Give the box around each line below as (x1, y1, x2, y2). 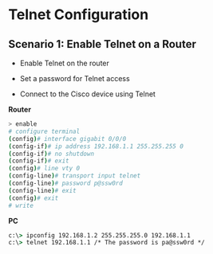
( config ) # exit (8, 193, 59, 202)
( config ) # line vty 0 (8, 165, 81, 173)
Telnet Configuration (8, 6, 149, 24)
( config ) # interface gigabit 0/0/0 (8, 135, 127, 143)
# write (8, 201, 34, 209)
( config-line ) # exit (8, 186, 77, 194)
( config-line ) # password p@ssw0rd (8, 179, 124, 187)
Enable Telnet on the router (19, 58, 110, 68)
